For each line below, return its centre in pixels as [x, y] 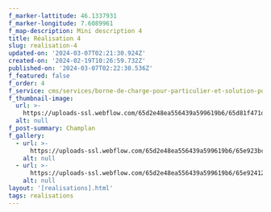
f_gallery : [27, 135]
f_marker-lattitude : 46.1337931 [63, 16]
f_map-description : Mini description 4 [75, 31]
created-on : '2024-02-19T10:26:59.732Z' [77, 61]
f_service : [27, 91]
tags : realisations [41, 195]
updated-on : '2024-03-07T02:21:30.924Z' [77, 53]
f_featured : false [39, 76]
